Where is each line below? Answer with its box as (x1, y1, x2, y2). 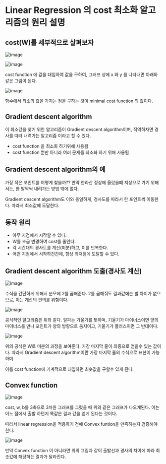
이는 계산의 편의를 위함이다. (15, 297, 69, 303)
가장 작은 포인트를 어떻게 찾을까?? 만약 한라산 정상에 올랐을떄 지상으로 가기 (5, 179, 150, 185)
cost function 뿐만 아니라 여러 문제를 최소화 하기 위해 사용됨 (12, 149, 129, 155)
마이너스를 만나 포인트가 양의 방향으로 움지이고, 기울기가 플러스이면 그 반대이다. (5, 323, 159, 329)
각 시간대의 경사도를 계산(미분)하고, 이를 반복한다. (12, 245, 109, 251)
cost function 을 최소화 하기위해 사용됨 (12, 143, 88, 149)
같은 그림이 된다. (5, 78, 37, 83)
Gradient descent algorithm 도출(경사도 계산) (5, 266, 142, 275)
